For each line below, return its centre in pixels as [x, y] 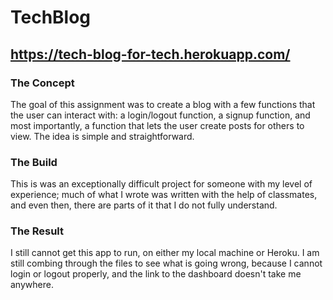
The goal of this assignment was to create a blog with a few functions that [163, 104]
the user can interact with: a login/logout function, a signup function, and [160, 115]
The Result [37, 231]
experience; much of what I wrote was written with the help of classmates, [164, 195]
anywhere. [32, 285]
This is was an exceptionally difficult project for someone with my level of [161, 184]
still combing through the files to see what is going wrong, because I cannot [166, 263]
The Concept [42, 83]
